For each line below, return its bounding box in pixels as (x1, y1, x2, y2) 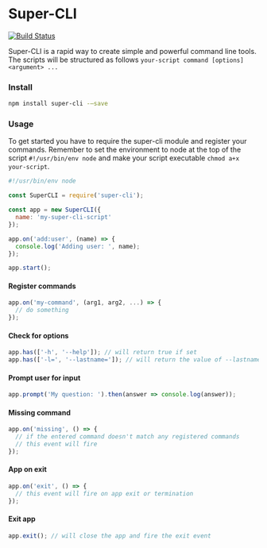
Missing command (8, 407, 72, 417)
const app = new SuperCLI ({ (8, 206, 102, 214)
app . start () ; (8, 264, 52, 272)
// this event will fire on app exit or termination (15, 489, 194, 497)
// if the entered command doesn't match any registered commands (15, 433, 240, 441)
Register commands (8, 281, 77, 291)
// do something (15, 307, 69, 315)
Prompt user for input (8, 372, 81, 382)
